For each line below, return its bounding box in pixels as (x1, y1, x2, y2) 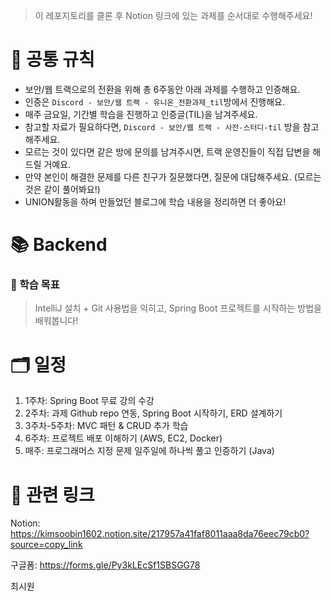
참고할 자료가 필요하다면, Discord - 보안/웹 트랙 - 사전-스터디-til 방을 (24, 120, 301, 133)
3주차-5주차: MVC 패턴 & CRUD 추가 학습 (24, 420, 189, 432)
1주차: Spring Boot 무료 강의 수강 (24, 395, 155, 407)
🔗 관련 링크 (10, 484, 95, 506)
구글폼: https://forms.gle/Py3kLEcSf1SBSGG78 (10, 559, 201, 571)
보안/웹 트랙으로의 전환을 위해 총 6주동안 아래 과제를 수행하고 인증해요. (24, 83, 301, 95)
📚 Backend (10, 234, 108, 256)
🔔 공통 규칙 (10, 49, 95, 71)
